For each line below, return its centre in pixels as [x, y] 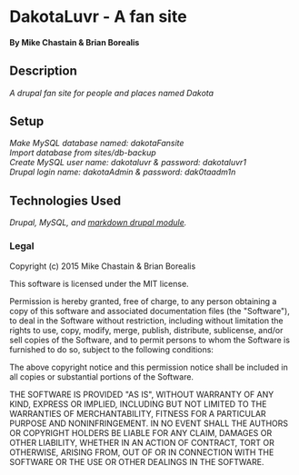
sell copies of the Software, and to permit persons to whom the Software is [150, 340]
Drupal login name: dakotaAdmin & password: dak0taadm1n [123, 172]
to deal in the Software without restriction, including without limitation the [146, 321]
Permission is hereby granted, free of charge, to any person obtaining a [143, 301]
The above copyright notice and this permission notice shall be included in [149, 367]
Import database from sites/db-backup [83, 153]
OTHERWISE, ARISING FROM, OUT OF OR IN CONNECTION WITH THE [142, 452]
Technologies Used [65, 200]
